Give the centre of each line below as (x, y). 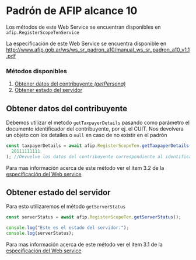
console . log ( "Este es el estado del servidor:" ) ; (68, 228)
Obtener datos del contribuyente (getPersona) (70, 84)
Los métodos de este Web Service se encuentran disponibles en (84, 27)
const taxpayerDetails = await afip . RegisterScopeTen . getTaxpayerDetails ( (99, 146)
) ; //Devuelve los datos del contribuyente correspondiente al (85, 156)
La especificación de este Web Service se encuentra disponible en (86, 43)
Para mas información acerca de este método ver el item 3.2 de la (85, 167)
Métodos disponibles (36, 71)
